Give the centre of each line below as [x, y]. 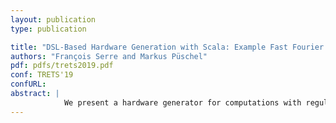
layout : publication [53, 19]
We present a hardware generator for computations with [182, 102]
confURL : [28, 84]
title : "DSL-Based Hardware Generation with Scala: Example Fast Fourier [167, 47]
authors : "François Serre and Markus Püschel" [109, 56]
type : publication [48, 29]
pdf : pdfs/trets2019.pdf [62, 66]
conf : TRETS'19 [42, 75]
